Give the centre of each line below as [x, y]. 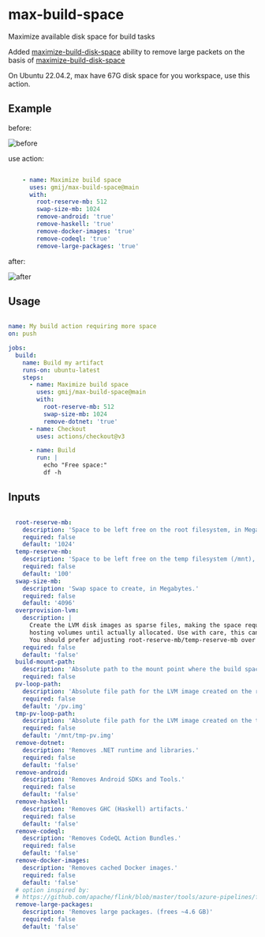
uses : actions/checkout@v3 [81, 436]
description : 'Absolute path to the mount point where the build [132, 670]
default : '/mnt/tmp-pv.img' [68, 736]
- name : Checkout [58, 429]
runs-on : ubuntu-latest [62, 370]
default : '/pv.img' [54, 706]
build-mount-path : [46, 662]
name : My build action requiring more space [82, 327]
